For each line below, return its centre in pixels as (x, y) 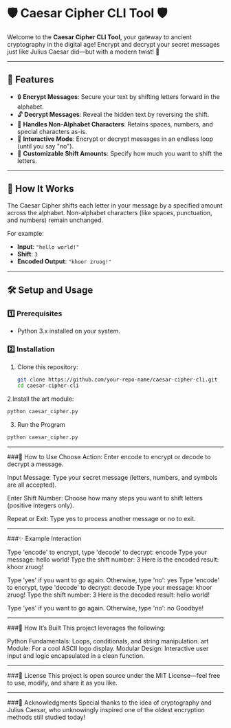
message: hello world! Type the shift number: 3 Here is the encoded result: (113, 560)
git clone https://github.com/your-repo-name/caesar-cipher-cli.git (117, 379)
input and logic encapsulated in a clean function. (76, 656)
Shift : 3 (27, 254)
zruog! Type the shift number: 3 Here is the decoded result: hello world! (108, 595)
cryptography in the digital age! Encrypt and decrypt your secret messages (113, 44)
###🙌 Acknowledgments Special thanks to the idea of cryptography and (109, 703)
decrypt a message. (35, 464)
